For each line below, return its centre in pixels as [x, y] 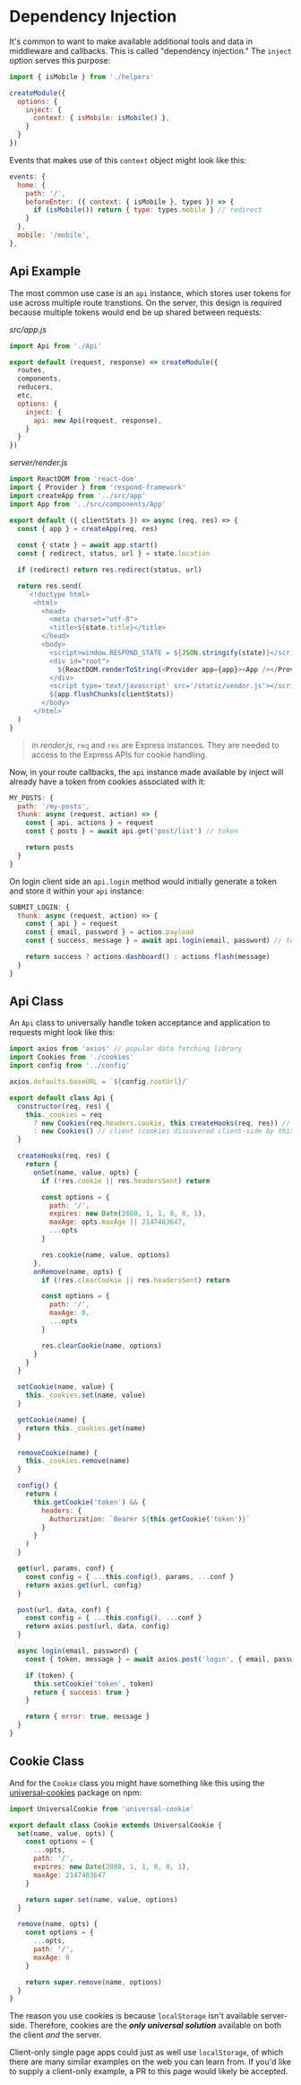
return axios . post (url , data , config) [98, 1627]
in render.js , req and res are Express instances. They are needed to [155, 745]
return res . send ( [50, 586]
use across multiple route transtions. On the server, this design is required [146, 302]
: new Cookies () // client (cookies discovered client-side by [154, 1131]
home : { [32, 185]
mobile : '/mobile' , [54, 235]
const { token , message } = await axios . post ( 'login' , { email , [148, 1659]
